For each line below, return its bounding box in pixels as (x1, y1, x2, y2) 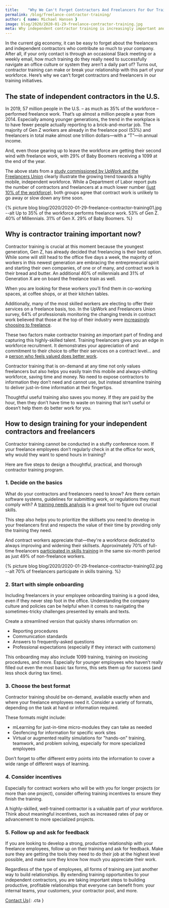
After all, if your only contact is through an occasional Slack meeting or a (5, 51, 156, 57)
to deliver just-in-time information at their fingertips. (5, 384, 113, 390)
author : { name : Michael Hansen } (5, 17, 78, 22)
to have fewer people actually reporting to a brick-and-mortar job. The (5, 122, 151, 128)
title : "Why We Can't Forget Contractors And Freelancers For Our (5, 7, 154, 13)
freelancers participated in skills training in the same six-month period (15, 548, 160, 554)
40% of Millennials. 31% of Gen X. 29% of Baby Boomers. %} (5, 215, 133, 221)
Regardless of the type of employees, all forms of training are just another (5, 866, 158, 872)
